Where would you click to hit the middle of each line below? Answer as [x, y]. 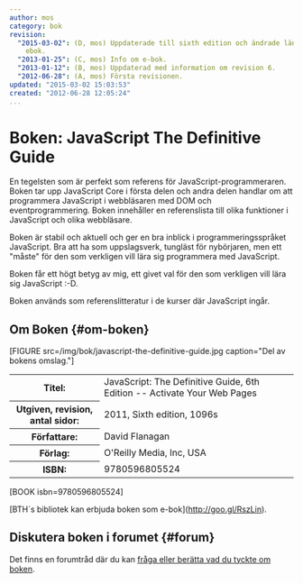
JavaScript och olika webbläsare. [71, 220]
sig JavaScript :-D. [44, 284]
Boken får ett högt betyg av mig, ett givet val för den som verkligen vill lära [148, 274]
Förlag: [55, 453]
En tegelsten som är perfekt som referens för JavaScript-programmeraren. [148, 182]
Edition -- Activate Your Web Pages [180, 393]
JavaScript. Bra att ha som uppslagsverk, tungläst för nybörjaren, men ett [146, 247]
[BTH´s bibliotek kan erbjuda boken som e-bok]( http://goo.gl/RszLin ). [138, 509]
